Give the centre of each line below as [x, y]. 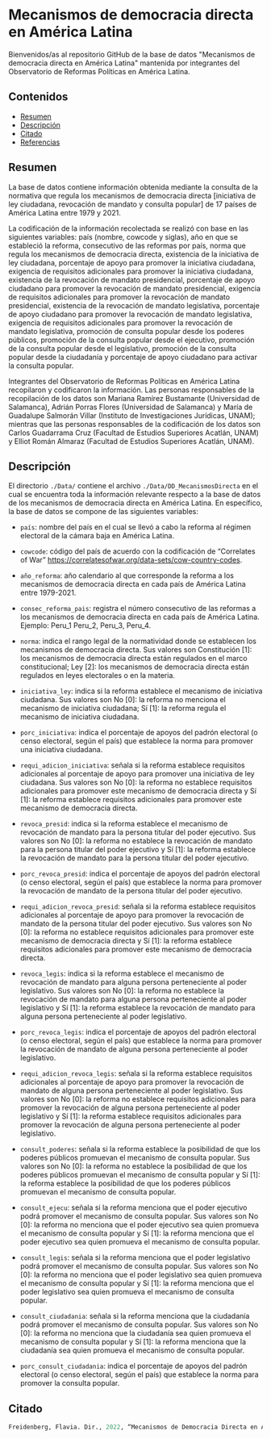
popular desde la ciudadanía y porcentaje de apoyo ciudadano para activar [133, 357]
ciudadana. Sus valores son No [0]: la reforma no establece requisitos [136, 782]
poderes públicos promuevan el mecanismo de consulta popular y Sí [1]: [140, 1175]
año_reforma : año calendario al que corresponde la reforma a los [127, 575]
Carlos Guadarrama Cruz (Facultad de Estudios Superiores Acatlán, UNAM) [134, 433]
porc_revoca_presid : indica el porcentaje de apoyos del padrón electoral [140, 874]
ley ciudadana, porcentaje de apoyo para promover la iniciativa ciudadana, [132, 262]
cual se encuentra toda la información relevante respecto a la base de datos [135, 495]
